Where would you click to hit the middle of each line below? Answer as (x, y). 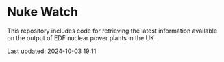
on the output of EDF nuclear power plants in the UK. (82, 37)
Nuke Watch (43, 12)
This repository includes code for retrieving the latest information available (112, 31)
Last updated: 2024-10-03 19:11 (52, 51)
